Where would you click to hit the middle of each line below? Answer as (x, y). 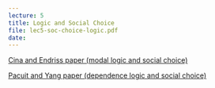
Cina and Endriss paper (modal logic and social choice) (98, 60)
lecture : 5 (26, 15)
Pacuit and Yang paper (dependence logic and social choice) (107, 75)
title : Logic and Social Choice (61, 23)
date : (17, 38)
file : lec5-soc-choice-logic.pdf (63, 30)
